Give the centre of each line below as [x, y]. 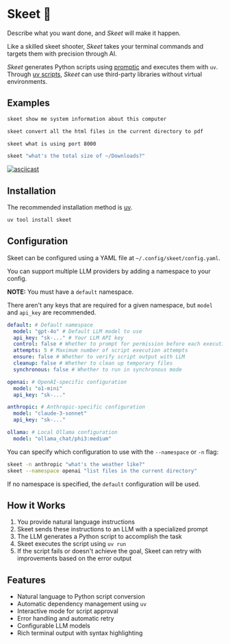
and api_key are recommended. [52, 312]
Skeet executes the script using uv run [72, 544]
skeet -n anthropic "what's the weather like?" [76, 464]
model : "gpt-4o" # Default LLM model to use [78, 331]
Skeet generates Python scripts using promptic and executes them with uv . [113, 67]
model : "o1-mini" [38, 388]
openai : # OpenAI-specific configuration [67, 382]
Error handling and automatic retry [65, 619]
